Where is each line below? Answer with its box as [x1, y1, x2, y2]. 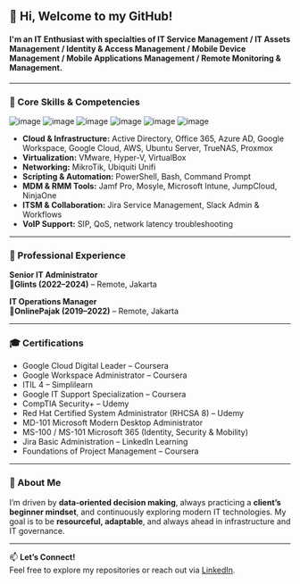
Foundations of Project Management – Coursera [21, 446, 199, 456]
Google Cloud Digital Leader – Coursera [21, 361, 170, 371]
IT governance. [9, 525, 65, 536]
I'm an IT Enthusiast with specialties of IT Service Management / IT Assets [9, 33, 291, 45]
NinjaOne [21, 189, 57, 201]
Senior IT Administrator [9, 270, 98, 280]
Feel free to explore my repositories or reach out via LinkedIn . [9, 564, 236, 575]
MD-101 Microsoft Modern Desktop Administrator [21, 417, 204, 429]
